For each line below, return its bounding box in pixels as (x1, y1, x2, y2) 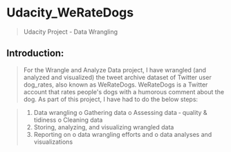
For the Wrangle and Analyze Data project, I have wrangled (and (23, 65, 207, 74)
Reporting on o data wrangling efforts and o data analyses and (33, 130, 212, 138)
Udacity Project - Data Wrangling (23, 28, 118, 36)
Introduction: (6, 47, 64, 59)
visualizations (33, 138, 73, 146)
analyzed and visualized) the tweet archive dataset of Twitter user (23, 73, 212, 81)
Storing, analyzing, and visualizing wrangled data (33, 122, 174, 131)
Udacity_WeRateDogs (6, 5, 134, 21)
